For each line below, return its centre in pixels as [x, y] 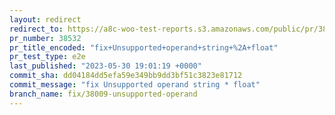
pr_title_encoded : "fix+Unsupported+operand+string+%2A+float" [144, 47]
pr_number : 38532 [45, 38]
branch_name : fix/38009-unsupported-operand [103, 94]
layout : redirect [45, 19]
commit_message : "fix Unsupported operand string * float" [135, 85]
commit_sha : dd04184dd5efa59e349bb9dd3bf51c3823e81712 [126, 76]
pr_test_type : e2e [47, 57]
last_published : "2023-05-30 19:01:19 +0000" [105, 66]
